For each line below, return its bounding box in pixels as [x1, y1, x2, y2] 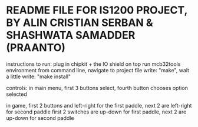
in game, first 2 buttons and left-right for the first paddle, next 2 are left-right [6, 102, 192, 109]
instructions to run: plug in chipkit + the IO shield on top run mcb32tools [6, 60, 181, 68]
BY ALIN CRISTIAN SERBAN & [6, 16, 153, 29]
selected [6, 91, 28, 98]
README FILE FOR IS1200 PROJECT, [6, 4, 187, 17]
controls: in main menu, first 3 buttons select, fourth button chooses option [6, 84, 189, 91]
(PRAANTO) [6, 41, 66, 55]
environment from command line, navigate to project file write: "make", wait [6, 66, 190, 73]
